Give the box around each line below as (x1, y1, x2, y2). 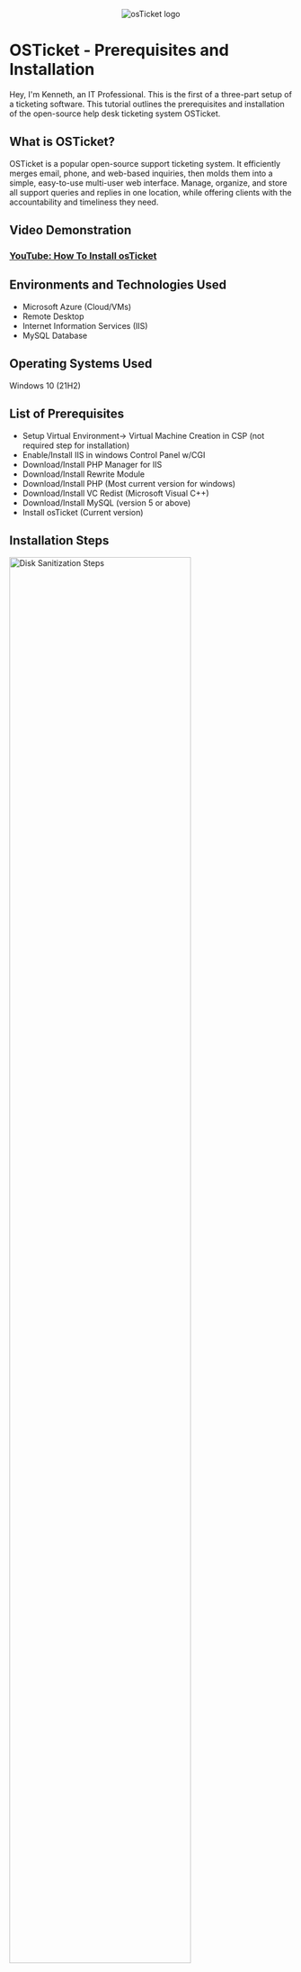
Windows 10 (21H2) (9, 379, 81, 391)
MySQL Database (22, 330, 88, 341)
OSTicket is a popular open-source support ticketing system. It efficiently (9, 158, 281, 169)
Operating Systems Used (9, 356, 153, 371)
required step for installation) (22, 440, 130, 451)
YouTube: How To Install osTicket (9, 250, 157, 262)
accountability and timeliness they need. (9, 196, 159, 207)
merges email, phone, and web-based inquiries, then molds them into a (9, 168, 273, 178)
